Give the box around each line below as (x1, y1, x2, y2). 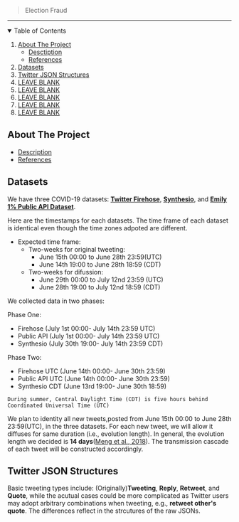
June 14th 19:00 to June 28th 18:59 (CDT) (38, 260, 161, 269)
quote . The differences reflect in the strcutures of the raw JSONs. (7, 506, 201, 515)
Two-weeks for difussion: (28, 267, 103, 276)
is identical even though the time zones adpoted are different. (7, 223, 188, 232)
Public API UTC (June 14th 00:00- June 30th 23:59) (17, 374, 171, 383)
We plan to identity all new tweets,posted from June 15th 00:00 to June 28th (7, 414, 232, 422)
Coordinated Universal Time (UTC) (7, 402, 110, 409)
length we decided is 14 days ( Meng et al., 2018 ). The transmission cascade (7, 437, 229, 445)
